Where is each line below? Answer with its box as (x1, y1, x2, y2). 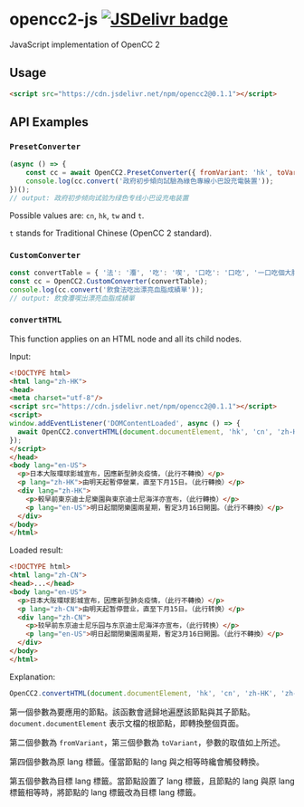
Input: (9, 351, 32, 361)
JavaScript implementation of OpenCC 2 (9, 39, 160, 50)
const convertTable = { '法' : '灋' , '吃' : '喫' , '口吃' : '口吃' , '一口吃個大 (9, 268, 292, 277)
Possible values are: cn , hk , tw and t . (9, 209, 145, 221)
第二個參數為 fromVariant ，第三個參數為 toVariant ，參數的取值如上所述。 (9, 736, 286, 747)
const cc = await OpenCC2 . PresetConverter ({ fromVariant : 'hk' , (25, 168, 273, 178)
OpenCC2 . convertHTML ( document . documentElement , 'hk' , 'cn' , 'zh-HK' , (9, 688, 278, 697)
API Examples (9, 114, 89, 130)
